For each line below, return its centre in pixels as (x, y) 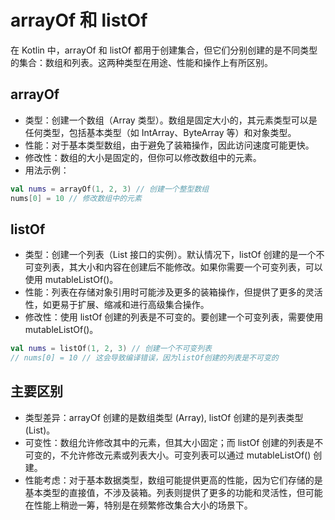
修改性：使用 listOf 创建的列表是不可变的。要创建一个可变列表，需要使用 (174, 317)
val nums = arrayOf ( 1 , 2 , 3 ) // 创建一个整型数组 (110, 189)
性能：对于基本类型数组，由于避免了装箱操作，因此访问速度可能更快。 (169, 145)
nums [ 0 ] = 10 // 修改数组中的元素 (76, 198)
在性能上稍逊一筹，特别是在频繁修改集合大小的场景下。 (138, 505)
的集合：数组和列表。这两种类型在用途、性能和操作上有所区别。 (141, 62)
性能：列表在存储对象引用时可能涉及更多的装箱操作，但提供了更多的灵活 (173, 292)
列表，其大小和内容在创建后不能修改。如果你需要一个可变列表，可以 (182, 267)
